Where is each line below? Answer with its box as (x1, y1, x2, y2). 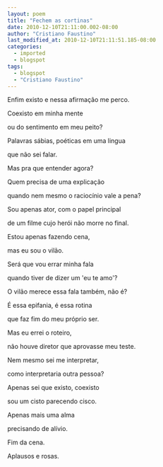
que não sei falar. (7, 150, 58, 159)
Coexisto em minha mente (7, 109, 83, 117)
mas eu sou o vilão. (7, 246, 64, 255)
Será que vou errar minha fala (7, 260, 94, 269)
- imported (13, 50, 46, 57)
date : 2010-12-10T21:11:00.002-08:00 (7, 23, 119, 30)
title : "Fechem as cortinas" (7, 17, 93, 24)
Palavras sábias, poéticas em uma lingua (7, 137, 126, 145)
